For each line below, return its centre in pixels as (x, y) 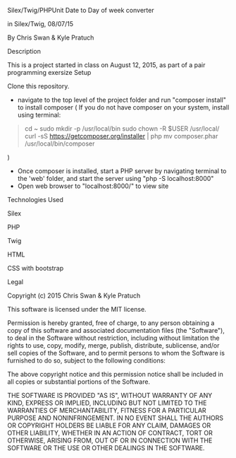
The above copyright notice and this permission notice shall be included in (115, 374)
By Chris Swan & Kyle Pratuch (51, 37)
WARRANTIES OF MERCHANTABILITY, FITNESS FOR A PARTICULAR (107, 410)
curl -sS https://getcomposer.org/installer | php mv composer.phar (121, 136)
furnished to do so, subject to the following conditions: (86, 360)
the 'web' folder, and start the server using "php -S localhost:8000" (116, 178)
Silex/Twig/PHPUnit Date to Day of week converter (81, 10)
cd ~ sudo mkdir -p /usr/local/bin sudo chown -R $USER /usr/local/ (122, 129)
